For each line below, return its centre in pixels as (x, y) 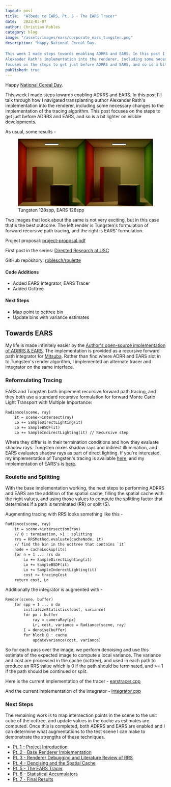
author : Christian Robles (33, 27)
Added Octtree (28, 289)
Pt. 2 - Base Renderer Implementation (52, 752)
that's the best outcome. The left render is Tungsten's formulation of (77, 225)
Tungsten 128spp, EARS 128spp (51, 210)
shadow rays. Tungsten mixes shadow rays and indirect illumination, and (81, 447)
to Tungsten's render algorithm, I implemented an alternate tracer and (78, 362)
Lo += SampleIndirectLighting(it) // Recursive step (72, 432)
